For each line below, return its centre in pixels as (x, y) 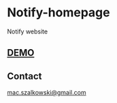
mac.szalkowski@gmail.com (47, 93)
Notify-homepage (58, 13)
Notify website (28, 31)
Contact (24, 76)
